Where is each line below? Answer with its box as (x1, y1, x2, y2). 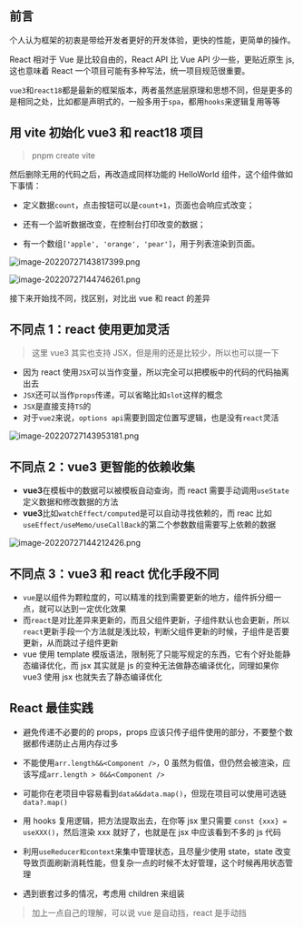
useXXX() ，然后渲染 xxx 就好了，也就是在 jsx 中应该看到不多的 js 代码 (22, 826, 281, 837)
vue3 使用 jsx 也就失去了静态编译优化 (22, 671, 162, 682)
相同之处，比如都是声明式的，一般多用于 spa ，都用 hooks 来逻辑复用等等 (16, 96, 281, 106)
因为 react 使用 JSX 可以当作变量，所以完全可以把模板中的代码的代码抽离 (22, 367, 289, 378)
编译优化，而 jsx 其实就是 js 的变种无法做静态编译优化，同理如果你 (30, 660, 279, 671)
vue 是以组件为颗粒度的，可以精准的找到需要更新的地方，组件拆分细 (22, 592, 274, 603)
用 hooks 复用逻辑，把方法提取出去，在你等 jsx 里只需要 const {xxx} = (22, 815, 288, 826)
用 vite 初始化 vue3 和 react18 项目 (9, 126, 204, 141)
